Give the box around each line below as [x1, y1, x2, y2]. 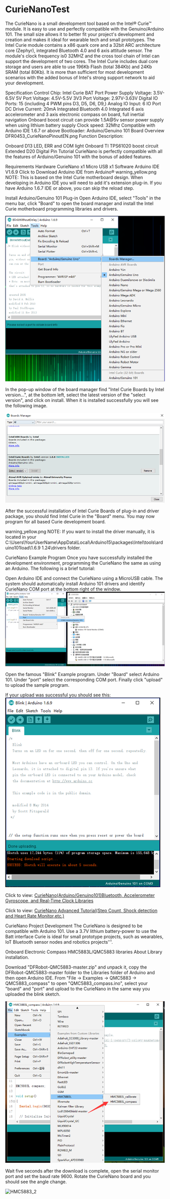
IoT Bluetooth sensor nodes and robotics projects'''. [5, 939, 113, 945]
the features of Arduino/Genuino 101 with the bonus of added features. [5, 154, 152, 160]
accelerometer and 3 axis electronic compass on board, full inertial [5, 111, 145, 118]
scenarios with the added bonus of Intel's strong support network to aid [5, 74, 155, 80]
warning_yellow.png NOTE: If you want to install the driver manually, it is [5, 529, 155, 535]
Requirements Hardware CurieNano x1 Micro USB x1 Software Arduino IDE [5, 163, 160, 169]
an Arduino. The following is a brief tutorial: [5, 566, 95, 572]
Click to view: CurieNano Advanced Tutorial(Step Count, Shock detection [5, 908, 158, 914]
